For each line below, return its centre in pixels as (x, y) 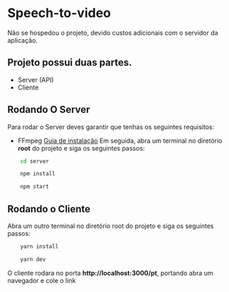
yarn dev (33, 259)
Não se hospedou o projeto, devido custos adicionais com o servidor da (113, 33)
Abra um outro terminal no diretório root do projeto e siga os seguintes (111, 226)
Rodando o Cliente (49, 209)
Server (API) (36, 80)
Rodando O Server (49, 110)
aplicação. (22, 40)
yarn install (39, 247)
